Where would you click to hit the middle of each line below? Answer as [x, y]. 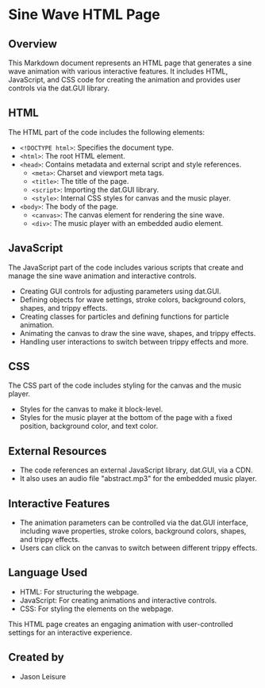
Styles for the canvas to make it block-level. [91, 409]
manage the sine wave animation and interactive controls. [102, 276]
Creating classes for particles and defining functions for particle [124, 316]
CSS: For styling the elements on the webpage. [97, 609]
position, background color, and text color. [89, 426]
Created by [36, 657]
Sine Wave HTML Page [84, 15]
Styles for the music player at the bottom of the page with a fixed [126, 418]
